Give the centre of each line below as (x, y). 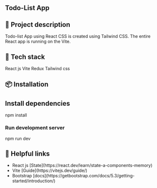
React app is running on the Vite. (38, 41)
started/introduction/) (34, 181)
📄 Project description (38, 25)
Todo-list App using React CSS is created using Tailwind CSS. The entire (78, 37)
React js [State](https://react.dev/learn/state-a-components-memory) (82, 166)
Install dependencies (38, 103)
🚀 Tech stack (25, 57)
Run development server (35, 128)
